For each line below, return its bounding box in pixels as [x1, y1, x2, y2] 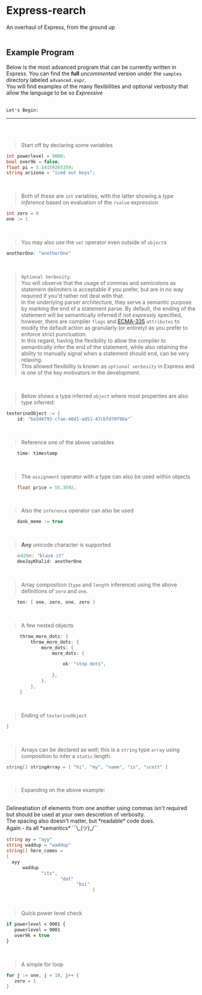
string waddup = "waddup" [6, 842, 71, 849]
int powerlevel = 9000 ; [6, 153, 66, 159]
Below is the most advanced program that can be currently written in [6, 63, 177, 71]
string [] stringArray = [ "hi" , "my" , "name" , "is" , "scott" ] [6, 764, 168, 770]
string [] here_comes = [6, 848, 63, 854]
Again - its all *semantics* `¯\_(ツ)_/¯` [6, 824, 99, 832]
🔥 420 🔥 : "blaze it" [17, 553, 64, 559]
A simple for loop [20, 961, 64, 968]
